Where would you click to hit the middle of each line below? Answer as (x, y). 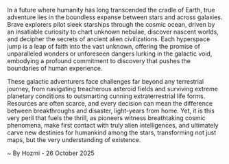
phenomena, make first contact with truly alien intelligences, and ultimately (113, 125)
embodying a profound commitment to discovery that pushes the (99, 61)
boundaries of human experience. (55, 68)
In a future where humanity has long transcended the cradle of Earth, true (111, 10)
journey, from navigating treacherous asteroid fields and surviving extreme (112, 89)
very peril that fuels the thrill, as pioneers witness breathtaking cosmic (106, 118)
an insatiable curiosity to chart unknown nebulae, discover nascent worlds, (113, 32)
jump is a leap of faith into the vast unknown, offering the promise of (104, 46)
